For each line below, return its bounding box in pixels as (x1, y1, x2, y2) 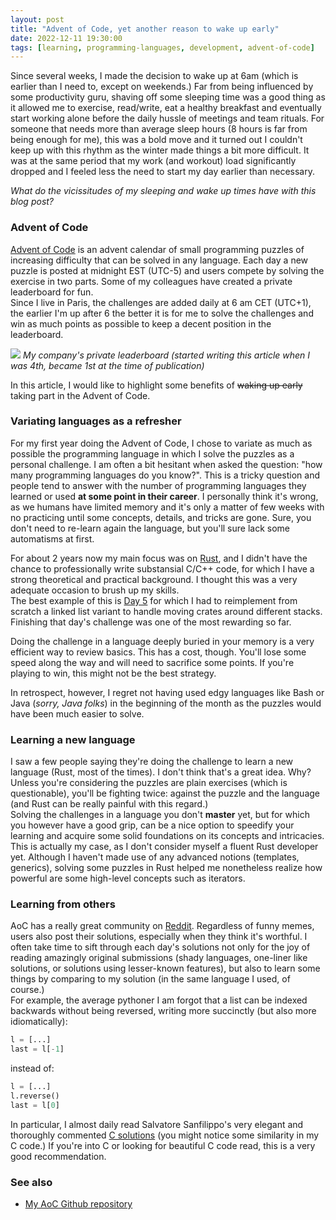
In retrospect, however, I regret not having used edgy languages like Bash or (10, 686, 325, 698)
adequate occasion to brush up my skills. (10, 584, 180, 596)
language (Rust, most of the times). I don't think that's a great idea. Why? (10, 766, 312, 778)
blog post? (10, 196, 55, 208)
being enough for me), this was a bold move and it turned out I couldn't (10, 134, 303, 146)
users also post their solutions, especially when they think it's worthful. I (10, 931, 308, 943)
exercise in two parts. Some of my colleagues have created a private (10, 275, 293, 287)
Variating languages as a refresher (10, 414, 182, 428)
